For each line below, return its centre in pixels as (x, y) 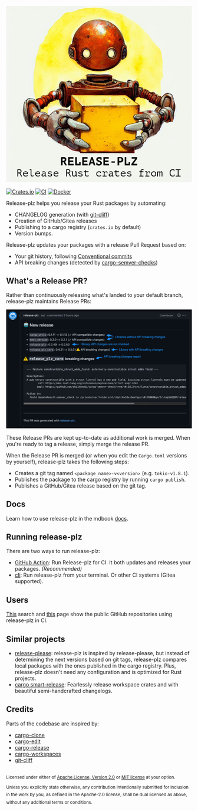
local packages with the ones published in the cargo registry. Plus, (95, 666)
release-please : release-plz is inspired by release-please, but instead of (102, 653)
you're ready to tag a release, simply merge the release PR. (78, 444)
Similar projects (36, 639)
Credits (20, 709)
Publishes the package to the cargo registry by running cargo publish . (100, 479)
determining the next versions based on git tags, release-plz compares (101, 660)
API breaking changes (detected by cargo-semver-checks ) (86, 262)
